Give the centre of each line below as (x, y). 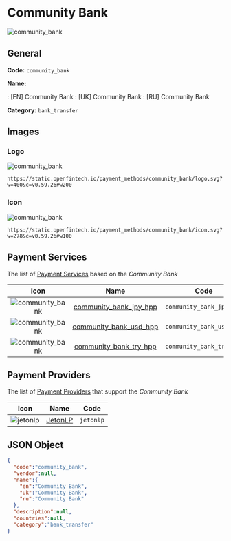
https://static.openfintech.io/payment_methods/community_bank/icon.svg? (115, 230)
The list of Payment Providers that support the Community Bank (98, 391)
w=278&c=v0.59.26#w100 (40, 236)
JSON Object (35, 445)
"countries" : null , (40, 518)
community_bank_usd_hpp (115, 327)
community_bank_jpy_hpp (115, 307)
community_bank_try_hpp (115, 346)
